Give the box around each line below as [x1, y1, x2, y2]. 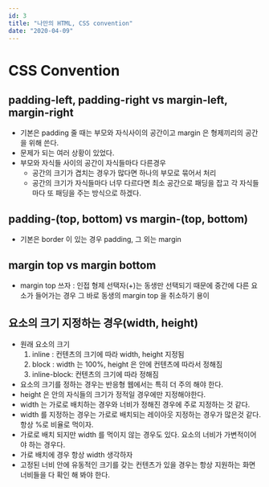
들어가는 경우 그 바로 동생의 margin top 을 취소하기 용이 [35, 291, 210, 300]
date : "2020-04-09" [8, 27, 74, 35]
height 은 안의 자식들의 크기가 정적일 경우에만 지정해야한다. [19, 389, 206, 399]
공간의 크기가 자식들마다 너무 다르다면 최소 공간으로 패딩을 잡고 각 [31, 178, 238, 188]
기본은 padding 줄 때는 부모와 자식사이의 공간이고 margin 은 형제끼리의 [19, 128, 243, 137]
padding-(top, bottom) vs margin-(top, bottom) [8, 212, 249, 226]
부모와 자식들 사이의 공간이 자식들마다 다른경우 [19, 158, 166, 168]
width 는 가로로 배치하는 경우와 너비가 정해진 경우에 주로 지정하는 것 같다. [19, 399, 251, 409]
